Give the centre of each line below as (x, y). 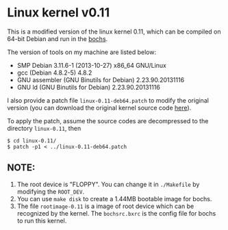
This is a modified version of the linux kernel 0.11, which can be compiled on (114, 31)
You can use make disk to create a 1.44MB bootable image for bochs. (114, 199)
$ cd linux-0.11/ (32, 141)
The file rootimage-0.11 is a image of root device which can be (105, 206)
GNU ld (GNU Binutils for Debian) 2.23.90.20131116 (89, 87)
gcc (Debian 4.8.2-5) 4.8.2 (54, 73)
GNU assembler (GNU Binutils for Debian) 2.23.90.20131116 (101, 79)
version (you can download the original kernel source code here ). (99, 107)
